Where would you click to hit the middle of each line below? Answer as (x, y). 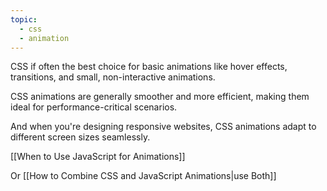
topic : (24, 19)
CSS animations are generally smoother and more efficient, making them (160, 97)
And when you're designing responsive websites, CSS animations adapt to (163, 127)
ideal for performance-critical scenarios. (94, 107)
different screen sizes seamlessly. (80, 137)
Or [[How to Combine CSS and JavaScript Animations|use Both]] (143, 176)
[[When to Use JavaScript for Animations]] (98, 157)
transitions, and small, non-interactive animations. (113, 77)
